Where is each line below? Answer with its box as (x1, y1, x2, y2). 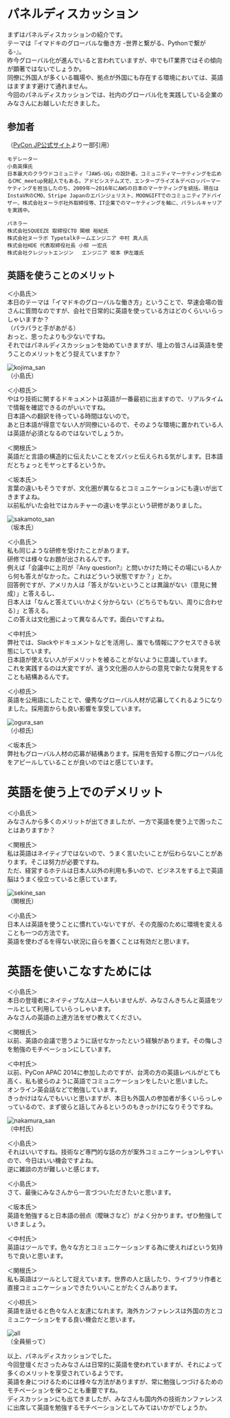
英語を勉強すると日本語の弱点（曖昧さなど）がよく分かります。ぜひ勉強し (7, 1211, 217, 1220)
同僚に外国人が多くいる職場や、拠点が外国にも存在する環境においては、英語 (7, 73, 223, 81)
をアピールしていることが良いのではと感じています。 (7, 757, 157, 766)
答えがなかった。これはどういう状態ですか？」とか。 (25, 572, 176, 580)
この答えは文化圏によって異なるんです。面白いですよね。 (7, 614, 168, 623)
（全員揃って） (7, 1338, 49, 1346)
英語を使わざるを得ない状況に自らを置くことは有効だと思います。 (7, 937, 194, 945)
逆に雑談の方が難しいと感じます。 (7, 1165, 103, 1173)
